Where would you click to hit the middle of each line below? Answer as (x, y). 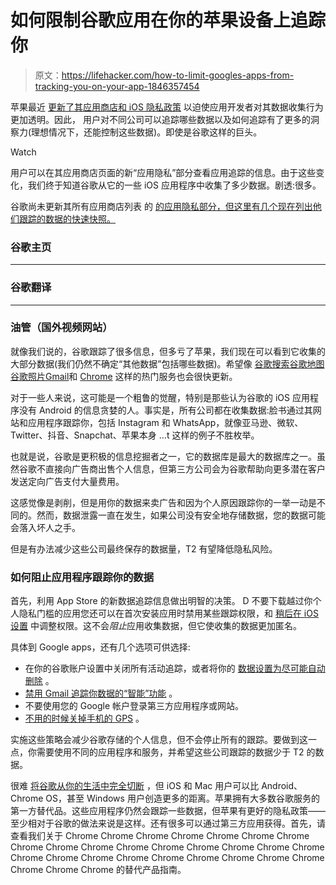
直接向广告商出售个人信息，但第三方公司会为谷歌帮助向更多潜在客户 (185, 468)
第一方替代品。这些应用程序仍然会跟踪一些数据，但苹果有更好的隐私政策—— (168, 811)
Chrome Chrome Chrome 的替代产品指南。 (98, 870)
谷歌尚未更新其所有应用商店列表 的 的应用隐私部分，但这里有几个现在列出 (161, 206)
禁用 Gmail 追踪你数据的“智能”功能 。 (101, 693)
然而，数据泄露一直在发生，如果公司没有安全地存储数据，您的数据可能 (181, 515)
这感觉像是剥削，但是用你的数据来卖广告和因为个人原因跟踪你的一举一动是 (163, 502)
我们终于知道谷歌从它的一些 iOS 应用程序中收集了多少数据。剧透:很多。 (174, 185)
